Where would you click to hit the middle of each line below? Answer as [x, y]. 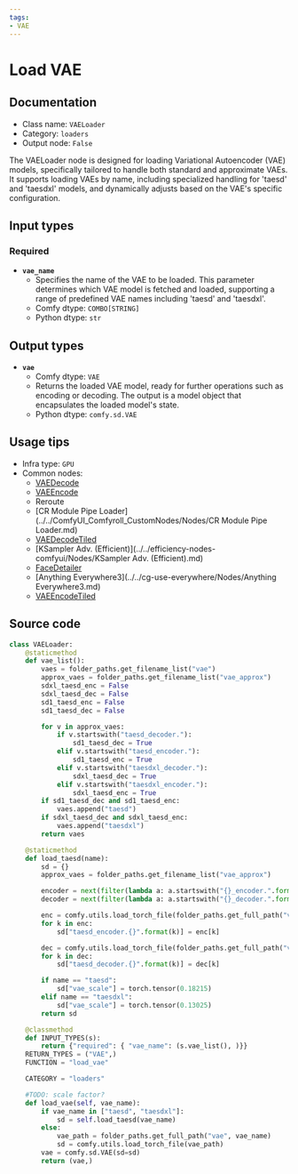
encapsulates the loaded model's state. [107, 405]
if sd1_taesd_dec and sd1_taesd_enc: [110, 801]
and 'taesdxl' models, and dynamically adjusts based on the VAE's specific [146, 189]
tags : [19, 17]
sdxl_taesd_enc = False [85, 686]
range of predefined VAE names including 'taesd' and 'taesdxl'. [150, 299]
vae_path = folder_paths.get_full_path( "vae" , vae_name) [164, 1136]
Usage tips [39, 442]
